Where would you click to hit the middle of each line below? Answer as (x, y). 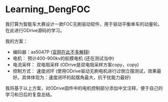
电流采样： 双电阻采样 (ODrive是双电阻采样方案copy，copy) (76, 64)
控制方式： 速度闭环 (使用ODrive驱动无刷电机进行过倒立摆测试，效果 (85, 71)
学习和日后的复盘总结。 (30, 94)
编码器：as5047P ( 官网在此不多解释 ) (51, 52)
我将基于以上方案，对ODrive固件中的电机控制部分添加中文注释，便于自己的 (84, 88)
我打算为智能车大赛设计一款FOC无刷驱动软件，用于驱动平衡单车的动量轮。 (84, 24)
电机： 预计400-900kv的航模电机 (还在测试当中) (63, 58)
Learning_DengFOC (48, 9)
